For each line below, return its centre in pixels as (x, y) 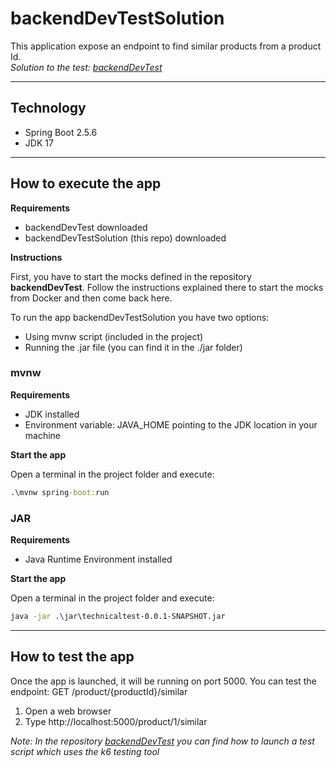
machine (43, 435)
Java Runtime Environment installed (98, 559)
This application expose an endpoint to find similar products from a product (166, 46)
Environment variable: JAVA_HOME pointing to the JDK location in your (171, 424)
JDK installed (52, 414)
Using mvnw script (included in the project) (114, 336)
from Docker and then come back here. (91, 298)
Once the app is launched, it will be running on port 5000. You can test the (163, 681)
